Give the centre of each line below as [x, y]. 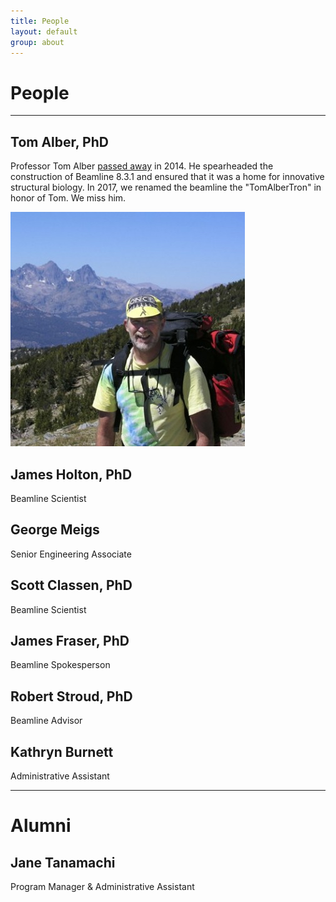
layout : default [44, 31]
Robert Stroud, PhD [71, 696]
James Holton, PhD [71, 474]
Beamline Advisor [46, 721]
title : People [40, 21]
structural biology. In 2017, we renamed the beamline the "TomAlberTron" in [166, 187]
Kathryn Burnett [62, 751]
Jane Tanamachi [63, 862]
